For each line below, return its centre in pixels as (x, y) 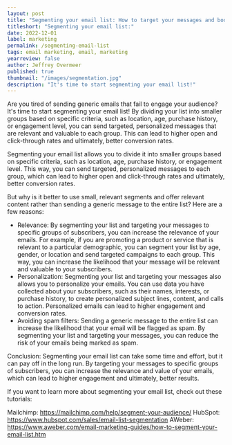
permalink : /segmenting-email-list (58, 46)
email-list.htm (27, 435)
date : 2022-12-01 (32, 33)
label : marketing (32, 39)
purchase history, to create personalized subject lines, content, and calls (120, 299)
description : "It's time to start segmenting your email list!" (101, 84)
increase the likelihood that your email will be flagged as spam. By (111, 328)
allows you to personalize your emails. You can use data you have (111, 284)
